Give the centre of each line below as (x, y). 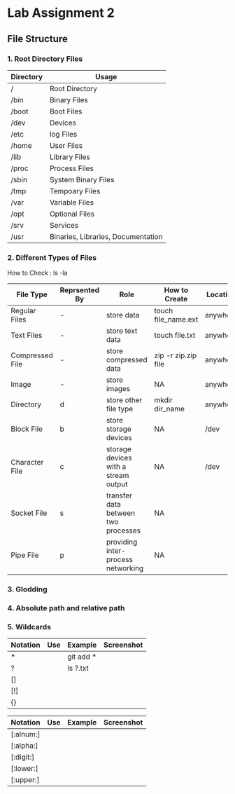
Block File (27, 429)
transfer (119, 495)
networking (125, 568)
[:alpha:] (24, 746)
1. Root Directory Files (45, 59)
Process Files (72, 168)
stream (117, 476)
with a (116, 467)
